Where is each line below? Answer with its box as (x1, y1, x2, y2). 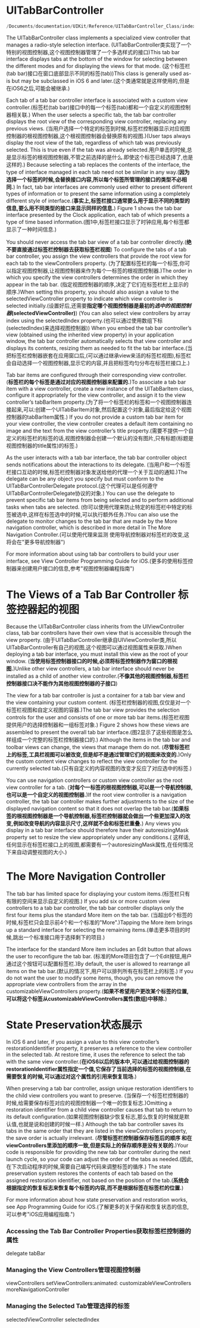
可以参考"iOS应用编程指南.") (6, 1210, 76, 1218)
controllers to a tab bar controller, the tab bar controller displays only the (6, 904, 185, 911)
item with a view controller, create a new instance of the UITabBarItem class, (6, 385, 194, 392)
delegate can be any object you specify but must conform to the (6, 475, 164, 482)
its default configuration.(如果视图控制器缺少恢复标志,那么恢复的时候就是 (6, 1113, 185, 1120)
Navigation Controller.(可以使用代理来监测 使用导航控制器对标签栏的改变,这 (6, 531, 189, 538)
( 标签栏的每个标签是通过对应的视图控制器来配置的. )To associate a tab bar (6, 378, 186, 385)
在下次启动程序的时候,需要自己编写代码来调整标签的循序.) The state (6, 1162, 171, 1170)
